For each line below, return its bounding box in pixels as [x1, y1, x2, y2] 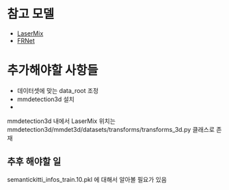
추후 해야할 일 [7, 156, 62, 167]
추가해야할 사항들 [7, 63, 98, 79]
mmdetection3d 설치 [16, 95, 75, 103]
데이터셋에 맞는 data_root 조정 [16, 86, 99, 94]
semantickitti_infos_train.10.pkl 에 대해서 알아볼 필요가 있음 [7, 175, 167, 183]
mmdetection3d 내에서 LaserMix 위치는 [7, 117, 116, 125]
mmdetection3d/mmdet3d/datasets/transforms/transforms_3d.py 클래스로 [7, 125, 215, 133]
